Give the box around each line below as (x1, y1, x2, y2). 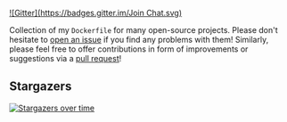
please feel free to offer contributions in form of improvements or (9, 44, 249, 54)
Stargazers (9, 79, 72, 94)
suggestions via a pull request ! (9, 53, 122, 63)
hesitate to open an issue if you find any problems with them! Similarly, (9, 35, 269, 45)
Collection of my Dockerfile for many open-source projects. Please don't (9, 25, 278, 35)
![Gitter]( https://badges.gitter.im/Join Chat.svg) (9, 8, 183, 18)
